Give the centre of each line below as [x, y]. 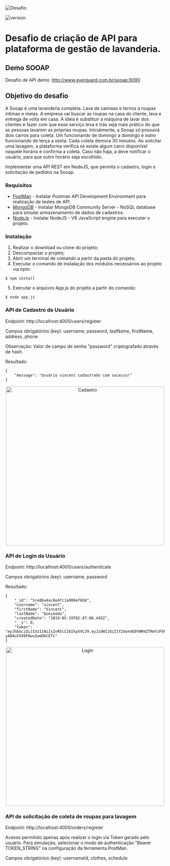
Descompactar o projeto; [38, 253]
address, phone [22, 336]
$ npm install [20, 279]
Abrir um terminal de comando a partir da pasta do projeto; [74, 258]
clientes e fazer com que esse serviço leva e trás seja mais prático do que [82, 124]
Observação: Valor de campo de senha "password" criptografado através [82, 346]
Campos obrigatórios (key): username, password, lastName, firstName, [79, 331]
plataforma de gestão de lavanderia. [83, 49]
